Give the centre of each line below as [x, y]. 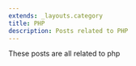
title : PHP [27, 23]
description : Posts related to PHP [68, 31]
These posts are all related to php [64, 54]
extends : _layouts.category [56, 16]
